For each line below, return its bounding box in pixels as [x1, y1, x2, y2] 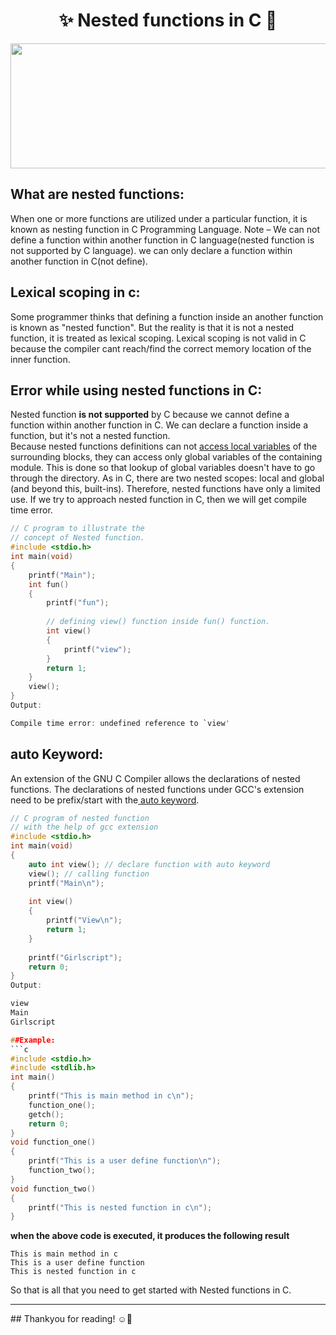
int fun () [28, 579, 70, 589]
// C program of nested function [10, 813, 150, 823]
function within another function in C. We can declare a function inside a [10, 419, 309, 431]
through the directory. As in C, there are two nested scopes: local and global [10, 472, 325, 484]
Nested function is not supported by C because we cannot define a [10, 409, 290, 421]
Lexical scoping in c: [10, 284, 141, 301]
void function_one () [10, 1137, 97, 1148]
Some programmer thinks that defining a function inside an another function [10, 310, 324, 323]
